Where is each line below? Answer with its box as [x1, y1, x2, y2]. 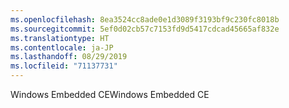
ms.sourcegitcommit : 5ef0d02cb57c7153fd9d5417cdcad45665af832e [10, 24, 280, 34]
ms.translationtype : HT [10, 33, 110, 43]
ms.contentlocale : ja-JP [10, 42, 114, 53]
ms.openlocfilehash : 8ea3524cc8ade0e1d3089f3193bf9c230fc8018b [10, 14, 280, 25]
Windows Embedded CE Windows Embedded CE [10, 89, 210, 100]
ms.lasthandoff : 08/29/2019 [10, 52, 128, 62]
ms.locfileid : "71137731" [10, 61, 118, 71]
